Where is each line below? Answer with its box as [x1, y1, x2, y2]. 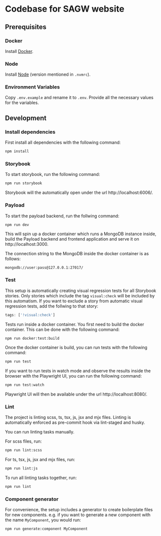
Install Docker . [5, 48, 34, 54]
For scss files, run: [5, 438, 42, 444]
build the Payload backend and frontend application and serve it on [5, 236, 140, 242]
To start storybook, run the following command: [5, 172, 100, 177]
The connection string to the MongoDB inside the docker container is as [5, 251, 149, 257]
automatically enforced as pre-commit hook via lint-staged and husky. [5, 419, 145, 426]
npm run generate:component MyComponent [5, 526, 88, 532]
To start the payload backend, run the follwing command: [5, 213, 120, 219]
